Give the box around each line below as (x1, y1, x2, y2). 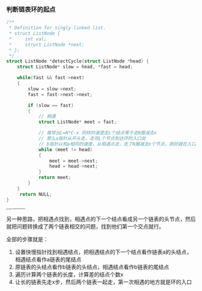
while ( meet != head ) (38, 146, 93, 152)
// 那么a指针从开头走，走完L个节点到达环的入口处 (38, 136, 146, 142)
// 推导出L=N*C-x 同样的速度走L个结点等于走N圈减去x (38, 130, 158, 136)
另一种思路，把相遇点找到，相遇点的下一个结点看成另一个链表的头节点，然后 (6, 215, 196, 223)
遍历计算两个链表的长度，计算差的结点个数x (14, 271, 124, 278)
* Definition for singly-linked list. (8, 25, 106, 31)
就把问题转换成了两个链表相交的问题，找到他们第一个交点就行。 (6, 223, 164, 230)
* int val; (8, 36, 47, 42)
